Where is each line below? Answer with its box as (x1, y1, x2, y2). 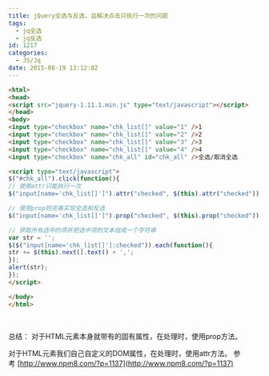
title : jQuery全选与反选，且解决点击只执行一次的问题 (8, 11, 169, 20)
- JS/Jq (15, 57, 42, 65)
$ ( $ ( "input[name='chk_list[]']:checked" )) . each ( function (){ (8, 241, 214, 249)
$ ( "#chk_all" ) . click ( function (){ (8, 175, 120, 183)
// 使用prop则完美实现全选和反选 (8, 204, 106, 212)
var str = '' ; (8, 233, 56, 241)
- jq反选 (15, 34, 42, 42)
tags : (8, 19, 26, 27)
